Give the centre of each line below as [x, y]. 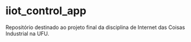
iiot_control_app [46, 11]
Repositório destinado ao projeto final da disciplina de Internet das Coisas [96, 27]
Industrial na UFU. [27, 33]
